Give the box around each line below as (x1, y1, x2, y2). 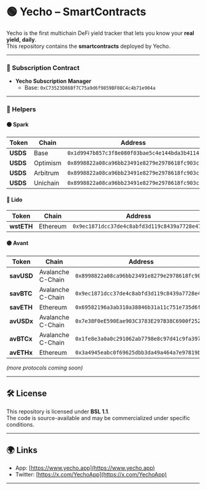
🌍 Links (6, 445, 38, 455)
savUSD (9, 271, 34, 280)
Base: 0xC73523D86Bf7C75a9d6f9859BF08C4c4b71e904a (24, 84, 156, 91)
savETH (9, 303, 32, 311)
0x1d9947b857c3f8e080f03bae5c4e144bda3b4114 (67, 150, 199, 157)
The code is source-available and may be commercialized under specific (6, 414, 190, 421)
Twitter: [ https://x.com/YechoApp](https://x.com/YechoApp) (15, 471, 167, 478)
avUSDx (9, 317, 34, 325)
